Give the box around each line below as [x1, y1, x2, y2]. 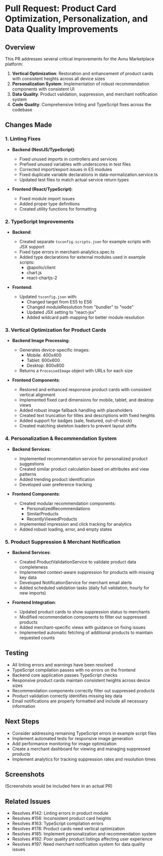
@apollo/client [26, 264, 56, 270]
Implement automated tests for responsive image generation [12, 735, 133, 741]
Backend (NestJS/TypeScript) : [12, 147, 75, 152]
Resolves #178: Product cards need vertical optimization [12, 826, 125, 832]
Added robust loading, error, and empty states [19, 526, 112, 532]
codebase [12, 107, 33, 113]
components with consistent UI [12, 86, 74, 92]
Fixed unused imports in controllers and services [19, 156, 118, 162]
